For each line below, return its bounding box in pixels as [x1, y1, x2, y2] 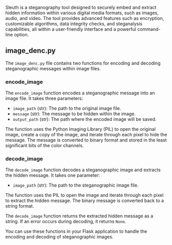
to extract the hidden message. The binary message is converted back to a [5, 197, 164, 204]
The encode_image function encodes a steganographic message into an [5, 90, 155, 96]
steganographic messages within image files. [5, 65, 101, 71]
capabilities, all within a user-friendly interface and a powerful [5, 26, 137, 32]
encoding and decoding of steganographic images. [5, 234, 114, 240]
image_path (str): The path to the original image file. [12, 105, 122, 112]
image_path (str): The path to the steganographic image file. [12, 182, 139, 189]
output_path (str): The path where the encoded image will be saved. [12, 116, 157, 122]
